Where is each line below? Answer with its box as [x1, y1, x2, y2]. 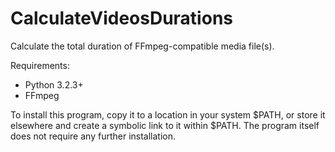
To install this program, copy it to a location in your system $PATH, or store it [10, 108, 326, 121]
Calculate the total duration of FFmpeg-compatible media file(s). [10, 40, 275, 52]
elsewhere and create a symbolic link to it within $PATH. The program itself [10, 119, 320, 131]
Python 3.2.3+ [24, 78, 84, 91]
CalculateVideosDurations [10, 7, 233, 30]
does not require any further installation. [10, 130, 177, 142]
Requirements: [10, 59, 70, 71]
